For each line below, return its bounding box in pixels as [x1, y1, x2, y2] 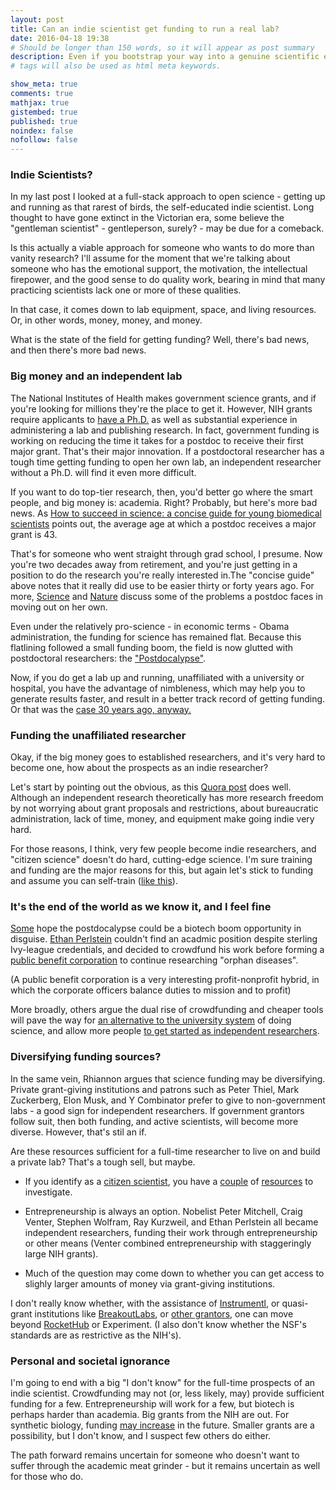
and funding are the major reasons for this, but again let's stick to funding [10, 864, 314, 876]
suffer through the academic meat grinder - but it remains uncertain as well [10, 1459, 321, 1471]
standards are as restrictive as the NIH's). [10, 1329, 182, 1341]
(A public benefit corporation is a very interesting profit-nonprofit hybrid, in [10, 974, 320, 986]
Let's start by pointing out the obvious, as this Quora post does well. [10, 781, 292, 793]
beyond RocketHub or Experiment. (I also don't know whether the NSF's [10, 1318, 307, 1330]
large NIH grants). [24, 1247, 99, 1260]
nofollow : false [10, 135, 78, 145]
